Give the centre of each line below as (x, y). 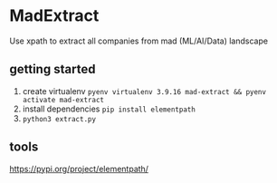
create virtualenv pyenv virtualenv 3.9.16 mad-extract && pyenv (144, 91)
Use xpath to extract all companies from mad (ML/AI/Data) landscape (139, 41)
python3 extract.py (59, 119)
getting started (53, 69)
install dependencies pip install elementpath (109, 109)
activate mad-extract (63, 100)
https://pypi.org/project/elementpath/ (79, 169)
